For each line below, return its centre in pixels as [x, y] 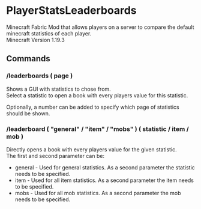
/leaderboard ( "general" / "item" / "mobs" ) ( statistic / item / [97, 129]
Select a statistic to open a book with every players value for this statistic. [97, 95]
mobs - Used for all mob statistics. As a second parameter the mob [98, 193]
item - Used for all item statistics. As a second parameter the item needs [104, 180]
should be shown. [28, 113]
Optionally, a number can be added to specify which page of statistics [93, 107]
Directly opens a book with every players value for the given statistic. [91, 149]
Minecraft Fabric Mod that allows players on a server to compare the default [100, 27]
